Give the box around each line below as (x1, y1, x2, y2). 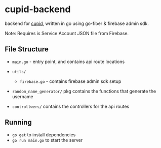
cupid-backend (5, 4, 71, 15)
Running (5, 118, 32, 127)
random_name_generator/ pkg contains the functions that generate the (12, 88, 156, 94)
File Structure (5, 45, 49, 54)
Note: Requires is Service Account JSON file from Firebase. (5, 30, 129, 36)
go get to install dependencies (12, 131, 76, 138)
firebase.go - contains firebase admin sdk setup (19, 78, 122, 84)
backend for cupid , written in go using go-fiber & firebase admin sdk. (5, 20, 149, 26)
